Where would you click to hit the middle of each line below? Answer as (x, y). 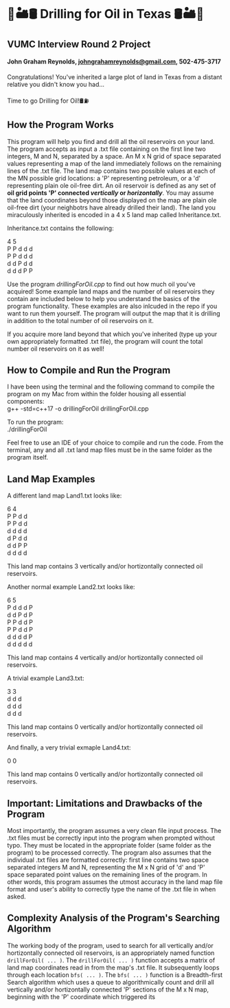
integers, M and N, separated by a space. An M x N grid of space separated (114, 156)
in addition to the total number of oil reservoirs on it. (81, 320)
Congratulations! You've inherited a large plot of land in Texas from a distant (115, 76)
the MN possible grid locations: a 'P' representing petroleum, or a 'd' (104, 178)
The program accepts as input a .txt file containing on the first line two (106, 149)
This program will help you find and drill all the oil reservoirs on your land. (111, 141)
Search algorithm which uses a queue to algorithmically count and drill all (111, 982)
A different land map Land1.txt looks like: (65, 496)
